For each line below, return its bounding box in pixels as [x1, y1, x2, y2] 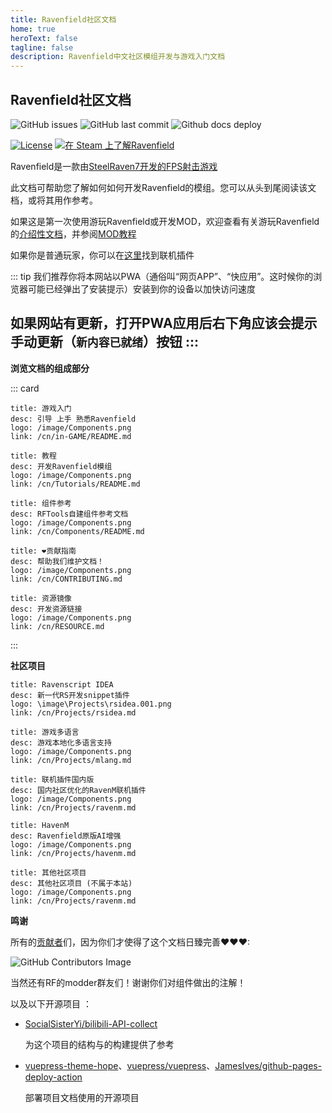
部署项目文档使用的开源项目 [24, 1091, 140, 1103]
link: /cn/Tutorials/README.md [10, 479, 141, 489]
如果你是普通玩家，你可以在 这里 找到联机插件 [10, 249, 195, 261]
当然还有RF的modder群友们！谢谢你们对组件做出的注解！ [10, 976, 247, 988]
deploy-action [24, 1071, 83, 1083]
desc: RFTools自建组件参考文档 [10, 509, 129, 519]
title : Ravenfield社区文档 [10, 14, 117, 25]
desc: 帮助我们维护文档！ [10, 556, 105, 566]
